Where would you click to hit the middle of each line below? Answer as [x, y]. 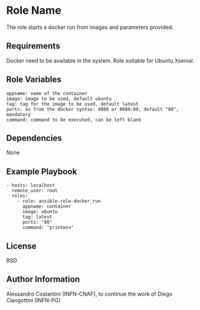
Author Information [43, 280]
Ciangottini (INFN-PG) [34, 300]
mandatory [19, 114]
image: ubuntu [40, 212]
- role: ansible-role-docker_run [59, 201]
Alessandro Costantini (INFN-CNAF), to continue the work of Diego [89, 294]
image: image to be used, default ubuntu [59, 99]
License [21, 246]
